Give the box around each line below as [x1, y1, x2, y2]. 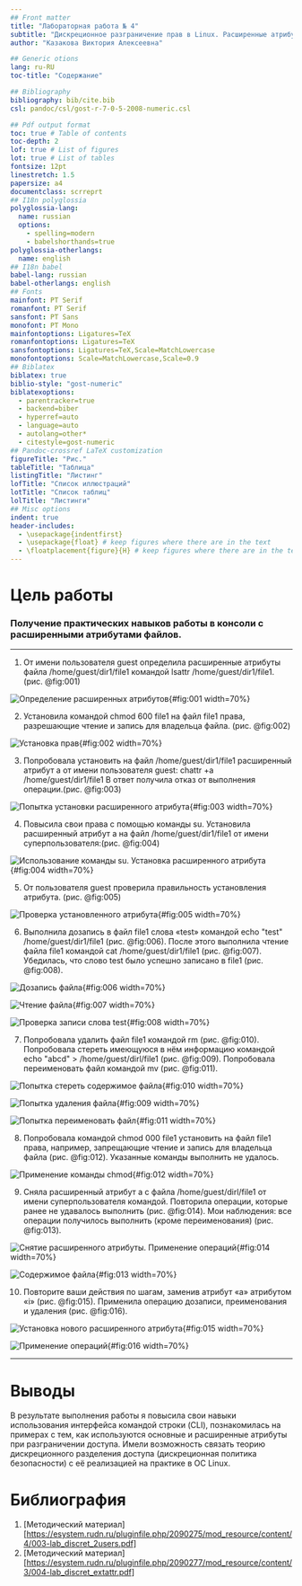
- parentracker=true [18, 396, 95, 405]
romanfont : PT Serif [10, 304, 88, 313]
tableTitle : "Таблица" [10, 463, 95, 472]
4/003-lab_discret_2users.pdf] [22, 1538, 137, 1549]
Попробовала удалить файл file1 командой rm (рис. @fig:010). [22, 1034, 260, 1045]
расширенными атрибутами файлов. [10, 628, 182, 641]
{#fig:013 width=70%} [95, 1269, 177, 1280]
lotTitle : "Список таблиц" [10, 488, 111, 497]
